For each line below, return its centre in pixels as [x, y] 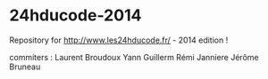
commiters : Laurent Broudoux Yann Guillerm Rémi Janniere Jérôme [134, 57]
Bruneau [25, 67]
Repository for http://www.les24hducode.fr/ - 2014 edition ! [119, 40]
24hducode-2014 [75, 16]
